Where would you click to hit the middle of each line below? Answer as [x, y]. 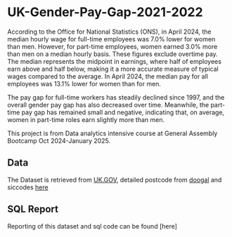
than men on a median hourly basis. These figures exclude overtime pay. [112, 54]
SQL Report [33, 209]
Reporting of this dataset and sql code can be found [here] [92, 226]
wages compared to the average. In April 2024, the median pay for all [108, 76]
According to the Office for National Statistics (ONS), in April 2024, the [109, 32]
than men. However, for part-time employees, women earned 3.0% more [112, 46]
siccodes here [28, 187]
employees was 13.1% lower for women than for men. [84, 83]
